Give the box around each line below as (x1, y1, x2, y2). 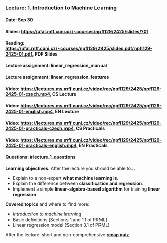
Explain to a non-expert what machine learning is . (12, 175, 118, 181)
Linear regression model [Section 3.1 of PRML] (12, 222, 110, 228)
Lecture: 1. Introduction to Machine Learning (5, 4, 117, 11)
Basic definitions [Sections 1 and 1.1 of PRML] (12, 217, 108, 223)
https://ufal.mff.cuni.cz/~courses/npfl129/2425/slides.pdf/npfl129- (5, 45, 152, 51)
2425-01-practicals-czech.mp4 (5, 125, 74, 131)
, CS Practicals (73, 125, 105, 131)
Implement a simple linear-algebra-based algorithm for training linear (12, 186, 161, 192)
